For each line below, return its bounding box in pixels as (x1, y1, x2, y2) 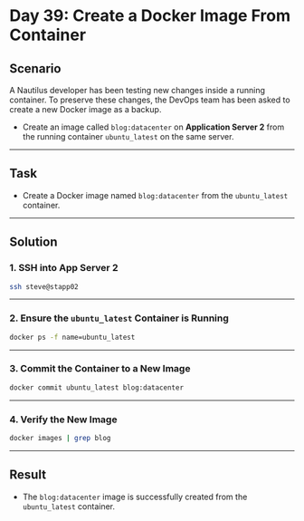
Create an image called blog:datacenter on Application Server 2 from (22, 121, 285, 132)
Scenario (9, 61, 62, 76)
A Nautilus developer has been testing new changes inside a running (9, 85, 265, 95)
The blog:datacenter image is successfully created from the (22, 491, 248, 502)
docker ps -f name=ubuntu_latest (9, 333, 136, 342)
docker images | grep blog (9, 434, 111, 443)
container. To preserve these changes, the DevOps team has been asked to (9, 94, 291, 105)
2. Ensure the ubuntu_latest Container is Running (9, 312, 229, 324)
